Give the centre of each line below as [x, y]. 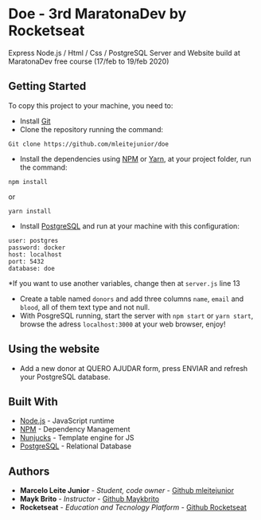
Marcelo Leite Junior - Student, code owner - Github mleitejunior [127, 491]
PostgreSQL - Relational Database [76, 446]
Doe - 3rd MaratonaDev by [97, 14]
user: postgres [33, 240]
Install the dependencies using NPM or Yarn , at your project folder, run [136, 158]
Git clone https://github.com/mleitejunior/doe [89, 144]
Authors [29, 471]
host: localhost [35, 254]
